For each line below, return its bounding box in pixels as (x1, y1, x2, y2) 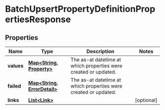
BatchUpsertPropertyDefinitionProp (5, 3, 156, 15)
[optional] (135, 97, 158, 104)
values (7, 62, 24, 69)
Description (86, 48, 114, 55)
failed (7, 82, 21, 89)
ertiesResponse (5, 14, 71, 25)
